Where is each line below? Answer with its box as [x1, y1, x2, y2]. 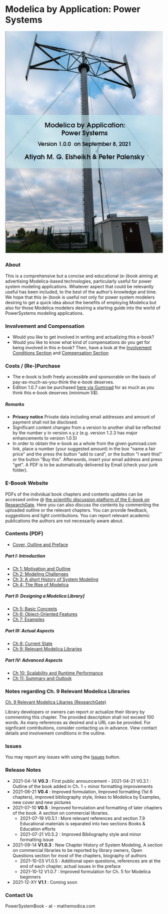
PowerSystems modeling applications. [5, 310, 84, 316]
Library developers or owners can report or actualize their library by [5, 709, 145, 715]
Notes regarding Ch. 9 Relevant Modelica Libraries [5, 688, 130, 695]
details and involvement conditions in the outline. [5, 730, 106, 736]
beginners [19, 873, 41, 880]
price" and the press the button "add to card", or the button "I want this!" [12, 451, 162, 457]
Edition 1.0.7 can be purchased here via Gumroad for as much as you [12, 384, 154, 390]
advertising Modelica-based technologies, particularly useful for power [5, 278, 152, 284]
